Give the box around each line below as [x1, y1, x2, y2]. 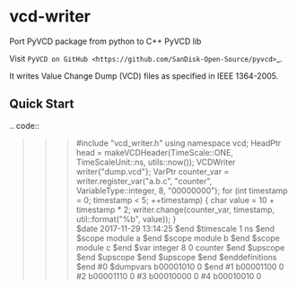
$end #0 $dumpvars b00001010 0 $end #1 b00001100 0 [75, 261, 284, 272]
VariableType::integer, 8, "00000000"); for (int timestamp [75, 185, 289, 196]
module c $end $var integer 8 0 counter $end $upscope [75, 242, 285, 252]
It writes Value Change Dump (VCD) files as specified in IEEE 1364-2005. [9, 70, 279, 81]
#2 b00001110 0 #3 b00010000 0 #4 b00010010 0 [75, 270, 262, 281]
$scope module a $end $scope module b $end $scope [75, 233, 280, 243]
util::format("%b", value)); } [75, 213, 177, 225]
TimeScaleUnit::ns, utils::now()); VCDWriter [75, 157, 236, 167]
